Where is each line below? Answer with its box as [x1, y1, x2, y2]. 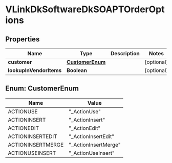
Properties [5, 35, 40, 43]
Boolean [66, 67, 88, 74]
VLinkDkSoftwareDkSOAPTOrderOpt [5, 4, 165, 15]
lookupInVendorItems [8, 67, 62, 74]
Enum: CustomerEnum [5, 84, 79, 93]
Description [111, 50, 140, 57]
